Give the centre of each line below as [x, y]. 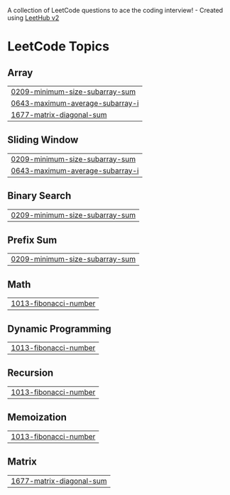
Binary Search [39, 196]
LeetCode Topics [59, 47]
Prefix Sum [32, 240]
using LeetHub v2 [33, 18]
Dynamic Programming [59, 328]
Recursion [31, 373]
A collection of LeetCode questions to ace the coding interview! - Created [115, 10]
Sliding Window [43, 140]
